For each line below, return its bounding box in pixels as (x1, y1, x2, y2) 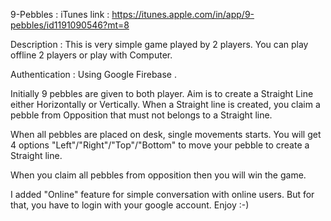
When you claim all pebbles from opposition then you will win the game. (10, 169, 307, 181)
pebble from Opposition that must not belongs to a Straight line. (10, 109, 273, 121)
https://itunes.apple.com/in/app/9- (111, 9, 255, 20)
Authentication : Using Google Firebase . (10, 69, 177, 80)
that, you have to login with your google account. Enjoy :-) (10, 199, 250, 211)
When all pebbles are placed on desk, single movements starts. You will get (10, 129, 322, 140)
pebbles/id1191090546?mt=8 (10, 19, 130, 31)
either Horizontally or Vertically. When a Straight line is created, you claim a (10, 99, 321, 110)
